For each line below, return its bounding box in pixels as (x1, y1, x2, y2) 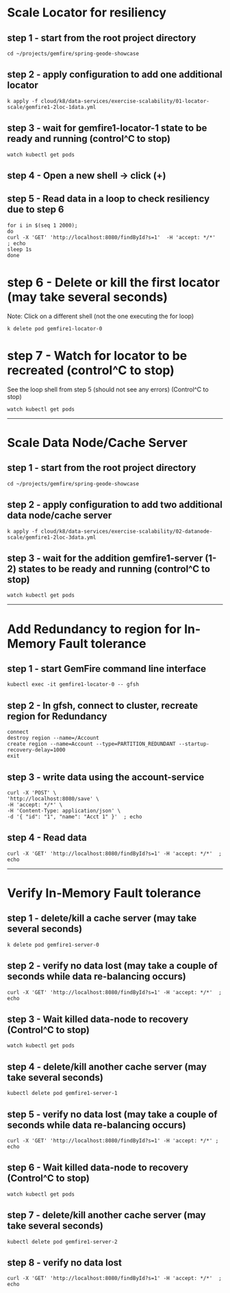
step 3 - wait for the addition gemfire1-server (7, 552, 203, 564)
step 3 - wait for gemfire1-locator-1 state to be (7, 122, 207, 134)
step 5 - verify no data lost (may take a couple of (7, 1109, 218, 1120)
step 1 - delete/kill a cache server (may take (7, 913, 197, 924)
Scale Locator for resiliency (7, 5, 166, 21)
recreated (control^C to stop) (7, 362, 175, 378)
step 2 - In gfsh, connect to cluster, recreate (7, 699, 199, 711)
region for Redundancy (7, 710, 107, 722)
